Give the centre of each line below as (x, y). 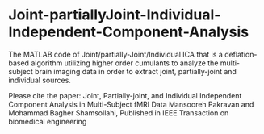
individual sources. (40, 80)
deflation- (241, 54)
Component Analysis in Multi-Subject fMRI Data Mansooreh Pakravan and (131, 104)
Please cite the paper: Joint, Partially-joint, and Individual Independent (125, 95)
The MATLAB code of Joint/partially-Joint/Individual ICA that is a (116, 54)
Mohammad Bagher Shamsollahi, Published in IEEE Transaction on (119, 113)
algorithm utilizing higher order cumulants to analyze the (125, 63)
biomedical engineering (48, 121)
